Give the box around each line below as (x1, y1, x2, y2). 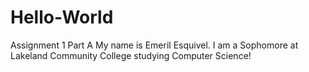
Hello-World (10, 6, 114, 29)
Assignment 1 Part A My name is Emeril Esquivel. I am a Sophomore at (10, 39, 299, 51)
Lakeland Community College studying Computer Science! (10, 49, 252, 61)
